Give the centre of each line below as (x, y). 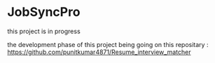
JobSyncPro (44, 12)
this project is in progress (44, 31)
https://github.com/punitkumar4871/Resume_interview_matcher (99, 52)
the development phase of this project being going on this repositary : (108, 44)
